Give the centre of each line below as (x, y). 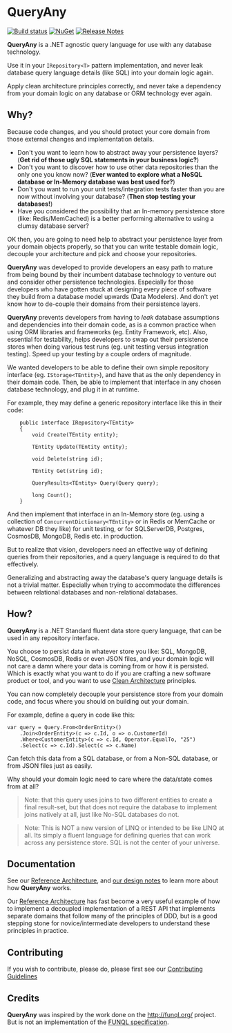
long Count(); (52, 495)
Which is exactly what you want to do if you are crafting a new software (109, 673)
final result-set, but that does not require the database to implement (120, 807)
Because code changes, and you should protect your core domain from (109, 131)
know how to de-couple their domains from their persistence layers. (104, 304)
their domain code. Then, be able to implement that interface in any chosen (114, 382)
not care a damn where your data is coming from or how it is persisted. (108, 666)
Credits (23, 998)
